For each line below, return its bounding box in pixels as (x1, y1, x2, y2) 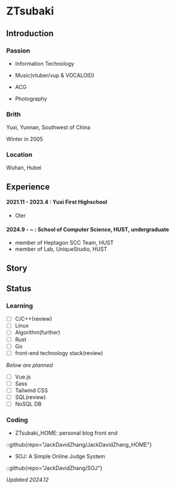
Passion (6, 46, 30, 55)
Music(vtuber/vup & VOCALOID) (14, 71, 95, 79)
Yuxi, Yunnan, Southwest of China (6, 124, 91, 131)
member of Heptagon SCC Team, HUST (14, 239, 114, 247)
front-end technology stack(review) (14, 349, 103, 356)
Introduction (6, 28, 54, 39)
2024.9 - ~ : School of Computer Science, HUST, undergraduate (6, 226, 170, 233)
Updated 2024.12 (6, 476, 49, 484)
